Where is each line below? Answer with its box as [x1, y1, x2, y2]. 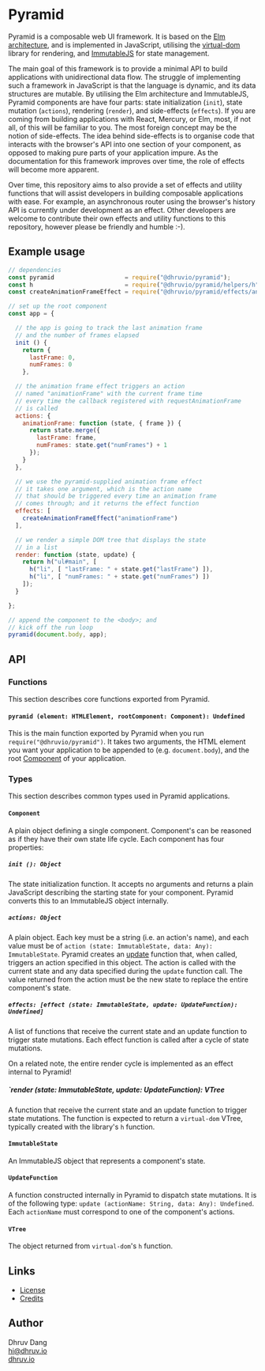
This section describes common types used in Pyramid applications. [8, 791, 230, 801]
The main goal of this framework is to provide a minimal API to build [8, 63, 228, 73]
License [19, 1285, 46, 1294]
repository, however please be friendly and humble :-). [8, 222, 185, 231]
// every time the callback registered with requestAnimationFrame [15, 397, 242, 405]
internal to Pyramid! [8, 1066, 73, 1077]
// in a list [15, 543, 58, 551]
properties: [8, 843, 44, 852]
